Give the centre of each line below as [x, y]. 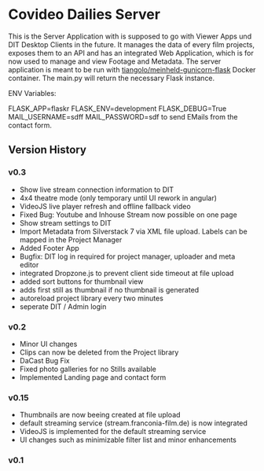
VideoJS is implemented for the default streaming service [113, 432]
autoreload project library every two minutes [91, 298]
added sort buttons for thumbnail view [81, 281]
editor [29, 264]
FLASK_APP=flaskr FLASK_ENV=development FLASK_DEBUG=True [117, 109]
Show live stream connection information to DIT [97, 190]
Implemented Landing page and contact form [93, 377]
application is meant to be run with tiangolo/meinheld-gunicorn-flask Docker [132, 69]
